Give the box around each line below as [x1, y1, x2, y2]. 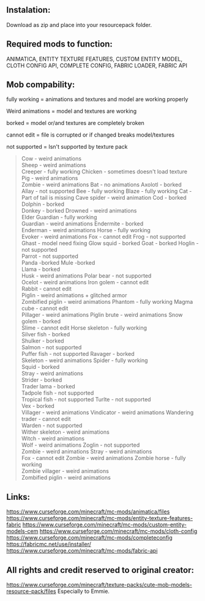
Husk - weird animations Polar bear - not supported [21, 272, 152, 279]
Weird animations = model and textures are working [6, 107, 136, 115]
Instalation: [6, 5, 51, 15]
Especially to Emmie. [57, 588, 110, 595]
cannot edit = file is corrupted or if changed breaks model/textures [6, 131, 175, 138]
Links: [6, 491, 31, 502]
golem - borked [21, 318, 61, 325]
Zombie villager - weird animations [21, 467, 109, 475]
